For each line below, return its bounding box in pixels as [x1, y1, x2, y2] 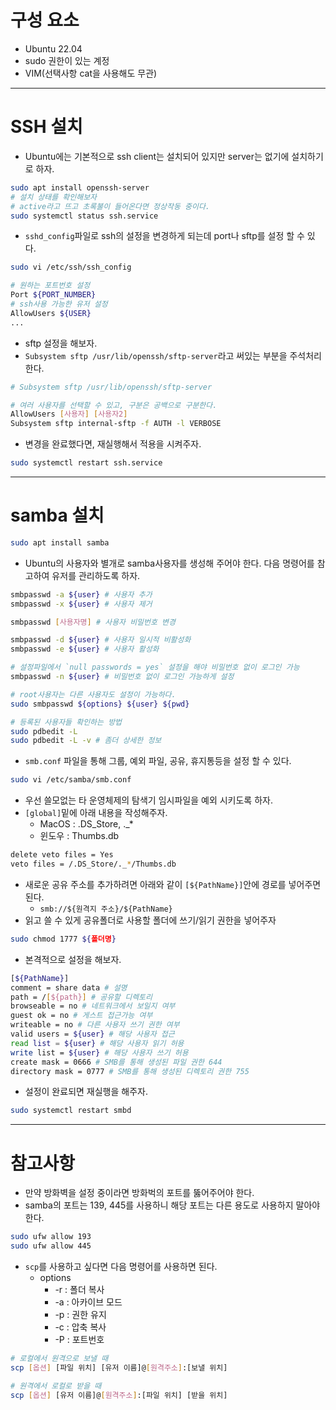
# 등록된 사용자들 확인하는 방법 [10, 717, 123, 727]
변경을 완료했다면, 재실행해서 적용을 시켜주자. [24, 438, 202, 450]
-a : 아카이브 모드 [54, 1296, 123, 1308]
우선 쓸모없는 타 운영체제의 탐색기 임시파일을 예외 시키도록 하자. [24, 794, 273, 806]
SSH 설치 [10, 116, 83, 138]
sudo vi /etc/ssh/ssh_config [10, 262, 132, 273]
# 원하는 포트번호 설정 [10, 281, 91, 291]
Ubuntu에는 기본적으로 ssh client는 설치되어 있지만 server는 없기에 [24, 150, 290, 162]
